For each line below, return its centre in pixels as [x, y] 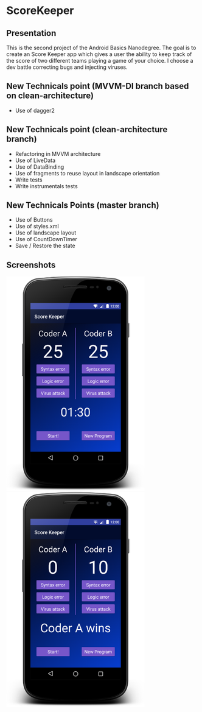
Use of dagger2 [35, 110]
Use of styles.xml [37, 227]
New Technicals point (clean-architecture [87, 129]
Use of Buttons [34, 220]
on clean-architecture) [50, 96]
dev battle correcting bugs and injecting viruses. [67, 67]
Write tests [29, 180]
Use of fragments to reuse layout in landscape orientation [87, 173]
